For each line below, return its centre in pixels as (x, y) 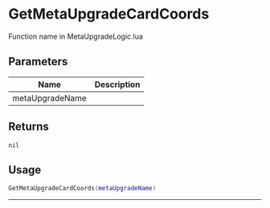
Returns (29, 127)
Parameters (38, 62)
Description (117, 84)
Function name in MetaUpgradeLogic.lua (76, 36)
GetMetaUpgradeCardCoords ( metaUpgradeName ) (82, 189)
